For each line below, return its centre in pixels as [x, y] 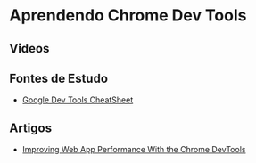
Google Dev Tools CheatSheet [78, 100]
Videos [29, 49]
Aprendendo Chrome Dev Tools [128, 16]
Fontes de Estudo [59, 78]
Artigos [30, 128]
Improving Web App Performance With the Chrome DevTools [134, 150]
